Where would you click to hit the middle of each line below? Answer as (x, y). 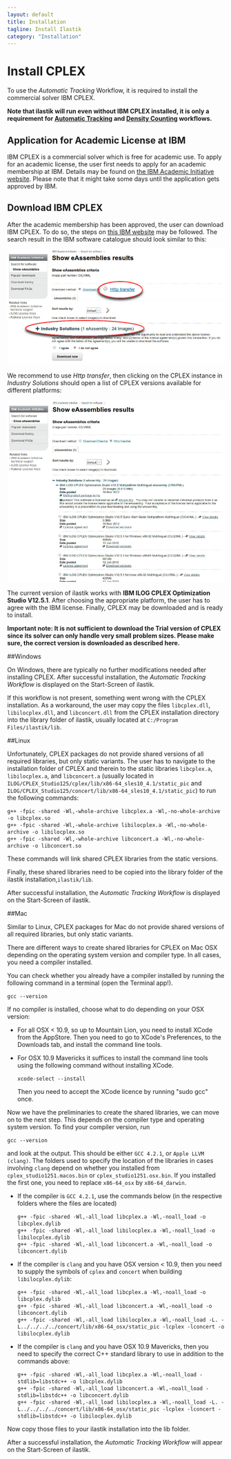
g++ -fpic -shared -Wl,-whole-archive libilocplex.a (84, 825)
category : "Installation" (44, 37)
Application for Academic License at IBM (97, 140)
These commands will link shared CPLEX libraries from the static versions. (113, 859)
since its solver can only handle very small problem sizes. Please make (111, 636)
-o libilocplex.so (58, 832)
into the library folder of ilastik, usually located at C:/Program (93, 720)
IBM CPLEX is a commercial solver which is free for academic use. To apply (114, 157)
